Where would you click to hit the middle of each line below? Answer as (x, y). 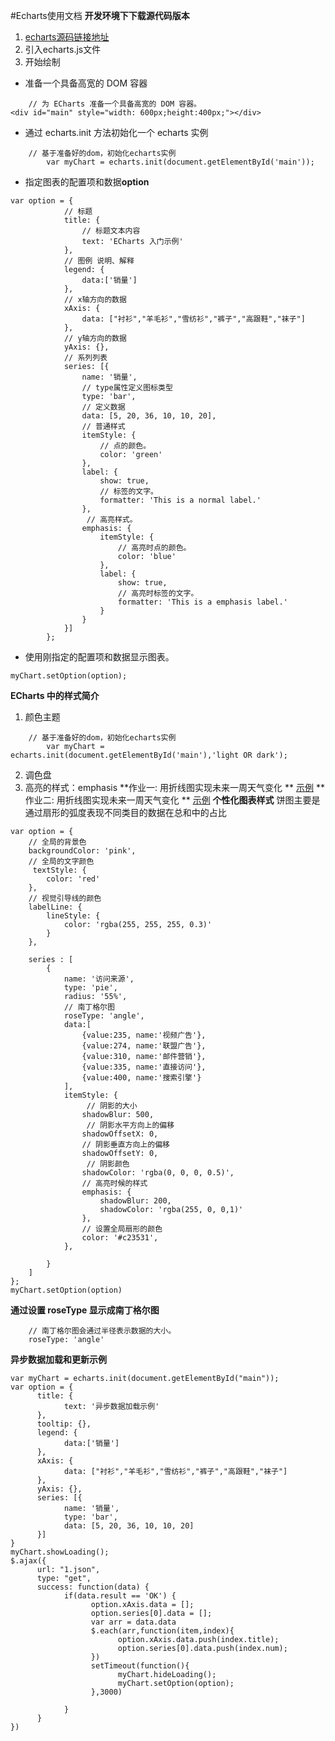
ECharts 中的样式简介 (55, 695)
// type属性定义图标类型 (127, 388)
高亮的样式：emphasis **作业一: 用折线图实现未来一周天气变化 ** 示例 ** (174, 787)
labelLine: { (55, 907)
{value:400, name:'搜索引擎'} (141, 1078)
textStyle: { (59, 870)
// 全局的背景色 (57, 842)
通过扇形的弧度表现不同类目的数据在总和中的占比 (125, 812)
